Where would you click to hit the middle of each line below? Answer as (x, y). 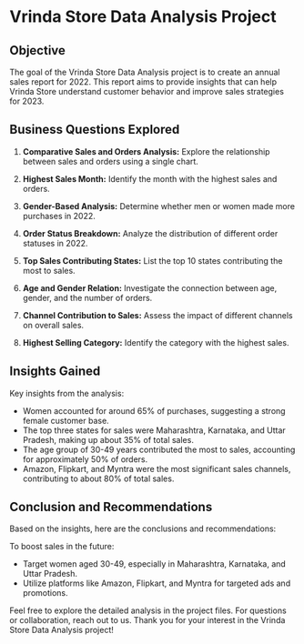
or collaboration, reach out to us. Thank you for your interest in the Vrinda (147, 620)
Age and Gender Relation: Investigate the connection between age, (150, 287)
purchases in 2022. (59, 216)
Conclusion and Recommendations (111, 507)
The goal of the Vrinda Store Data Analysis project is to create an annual (145, 72)
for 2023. (27, 101)
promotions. (45, 593)
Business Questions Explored (95, 130)
